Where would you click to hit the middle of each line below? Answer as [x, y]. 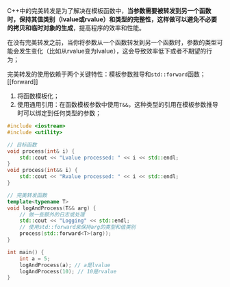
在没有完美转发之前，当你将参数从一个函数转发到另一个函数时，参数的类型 [112, 42]
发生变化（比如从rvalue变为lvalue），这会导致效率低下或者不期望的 [113, 51]
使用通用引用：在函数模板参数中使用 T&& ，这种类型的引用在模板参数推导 [118, 104]
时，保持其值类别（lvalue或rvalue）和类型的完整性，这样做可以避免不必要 [112, 19]
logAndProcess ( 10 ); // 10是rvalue [68, 271]
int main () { [26, 252]
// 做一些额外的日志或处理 [52, 214]
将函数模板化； [38, 96]
